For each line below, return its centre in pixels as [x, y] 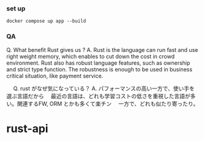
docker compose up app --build [46, 21]
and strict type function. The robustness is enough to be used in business [100, 69]
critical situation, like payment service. [55, 76]
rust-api [27, 128]
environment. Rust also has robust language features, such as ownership [98, 63]
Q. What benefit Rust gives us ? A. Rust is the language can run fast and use [102, 49]
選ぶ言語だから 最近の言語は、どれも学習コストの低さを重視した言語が [98, 96]
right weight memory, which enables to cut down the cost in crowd [90, 56]
